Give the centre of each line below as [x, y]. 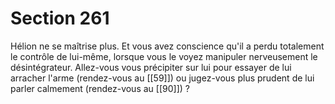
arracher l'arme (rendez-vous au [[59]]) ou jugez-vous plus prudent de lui [162, 78]
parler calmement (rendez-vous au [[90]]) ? [100, 88]
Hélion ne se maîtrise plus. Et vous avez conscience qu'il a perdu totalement [167, 46]
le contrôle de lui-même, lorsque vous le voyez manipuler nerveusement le [164, 56]
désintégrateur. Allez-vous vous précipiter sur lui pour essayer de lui [151, 67]
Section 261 [60, 18]
